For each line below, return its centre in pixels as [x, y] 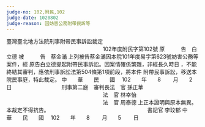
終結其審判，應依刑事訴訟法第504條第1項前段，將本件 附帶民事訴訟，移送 [99, 72]
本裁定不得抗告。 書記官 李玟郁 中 [97, 110]
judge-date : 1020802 [33, 18]
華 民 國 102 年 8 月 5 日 [73, 118]
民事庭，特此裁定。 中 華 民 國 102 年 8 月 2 [102, 79]
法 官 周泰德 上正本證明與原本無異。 [150, 103]
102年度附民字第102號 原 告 [144, 49]
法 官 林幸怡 [119, 95]
